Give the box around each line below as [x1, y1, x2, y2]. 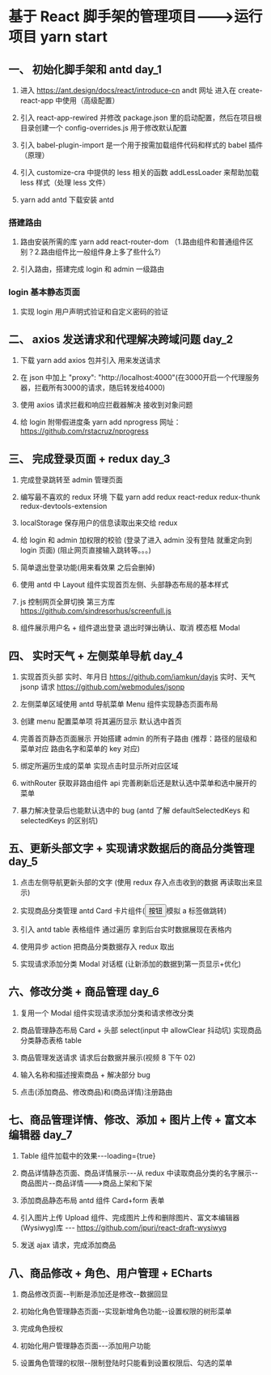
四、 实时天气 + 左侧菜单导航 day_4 [8, 649, 184, 663]
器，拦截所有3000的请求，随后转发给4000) [19, 382, 166, 393]
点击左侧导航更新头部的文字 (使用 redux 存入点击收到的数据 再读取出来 [19, 877, 256, 887]
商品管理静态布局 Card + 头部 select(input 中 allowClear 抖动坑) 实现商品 [19, 1025, 262, 1035]
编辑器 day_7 [8, 1128, 73, 1142]
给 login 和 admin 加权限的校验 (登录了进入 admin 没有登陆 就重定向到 [19, 536, 252, 545]
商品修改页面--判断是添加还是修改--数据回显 [19, 1289, 168, 1299]
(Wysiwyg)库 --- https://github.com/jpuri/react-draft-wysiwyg [19, 1223, 227, 1232]
